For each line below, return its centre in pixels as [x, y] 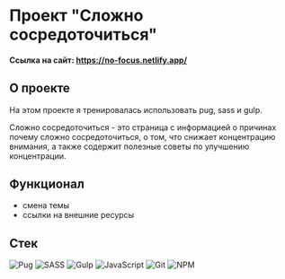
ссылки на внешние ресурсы [78, 215]
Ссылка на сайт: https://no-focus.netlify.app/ [98, 60]
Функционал [47, 183]
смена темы [46, 205]
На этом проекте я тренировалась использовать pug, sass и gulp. [136, 109]
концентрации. [38, 156]
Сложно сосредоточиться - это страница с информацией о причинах [143, 127]
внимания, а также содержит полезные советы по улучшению [129, 146]
